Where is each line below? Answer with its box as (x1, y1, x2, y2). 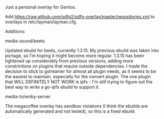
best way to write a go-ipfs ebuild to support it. (5, 84, 100, 90)
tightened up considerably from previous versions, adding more (5, 58, 134, 63)
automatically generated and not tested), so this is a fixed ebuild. (5, 108, 136, 114)
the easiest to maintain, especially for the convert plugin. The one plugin (5, 74, 151, 79)
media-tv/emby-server (5, 93, 51, 99)
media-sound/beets (5, 38, 45, 44)
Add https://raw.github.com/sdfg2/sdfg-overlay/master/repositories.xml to (5, 14, 155, 19)
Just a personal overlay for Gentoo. (5, 4, 76, 10)
